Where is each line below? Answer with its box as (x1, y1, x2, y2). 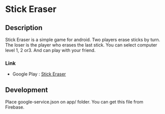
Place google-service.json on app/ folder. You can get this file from (5, 99, 143, 105)
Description (5, 23, 42, 32)
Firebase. (5, 104, 25, 110)
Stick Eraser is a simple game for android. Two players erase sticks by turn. (5, 36, 160, 42)
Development (5, 85, 48, 94)
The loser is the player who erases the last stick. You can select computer (5, 42, 157, 48)
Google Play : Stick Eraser (12, 71, 66, 77)
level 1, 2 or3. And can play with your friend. (5, 47, 96, 53)
